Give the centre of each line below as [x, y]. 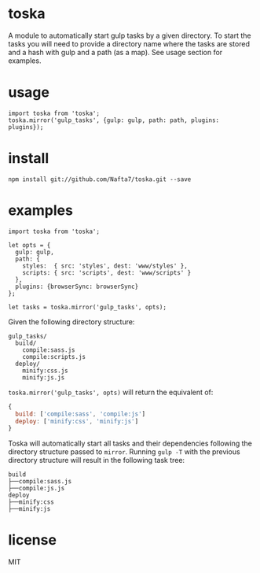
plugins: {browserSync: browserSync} [77, 286]
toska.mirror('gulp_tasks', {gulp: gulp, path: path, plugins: [114, 120]
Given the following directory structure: [71, 322]
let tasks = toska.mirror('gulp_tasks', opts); [88, 307]
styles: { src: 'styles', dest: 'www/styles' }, [105, 266]
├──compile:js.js [37, 489]
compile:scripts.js [54, 357]
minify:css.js [45, 371]
